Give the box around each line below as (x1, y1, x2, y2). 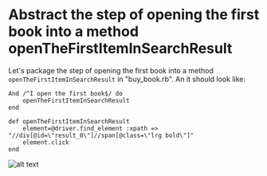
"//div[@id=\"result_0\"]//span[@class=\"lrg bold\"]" (8, 131, 194, 139)
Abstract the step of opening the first (8, 6, 260, 24)
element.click (22, 138, 69, 147)
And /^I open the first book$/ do (8, 89, 124, 97)
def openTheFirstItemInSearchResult (8, 117, 130, 125)
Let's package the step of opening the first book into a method (8, 65, 214, 75)
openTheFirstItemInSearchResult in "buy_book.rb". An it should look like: (8, 74, 245, 84)
